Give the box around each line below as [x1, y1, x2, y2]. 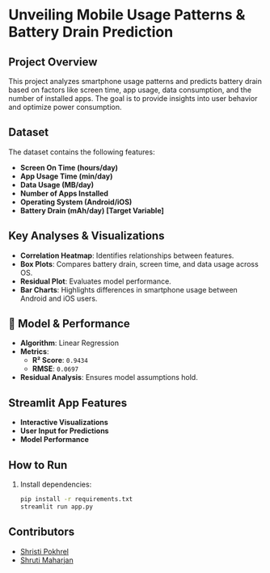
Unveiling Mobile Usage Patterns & [8, 6, 246, 24]
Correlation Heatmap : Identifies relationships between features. [19, 251, 234, 260]
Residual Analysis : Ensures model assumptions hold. [19, 373, 198, 382]
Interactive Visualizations [19, 418, 109, 428]
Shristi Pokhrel [19, 546, 69, 556]
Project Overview [8, 55, 98, 69]
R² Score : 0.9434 [32, 356, 89, 365]
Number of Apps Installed [19, 188, 109, 198]
